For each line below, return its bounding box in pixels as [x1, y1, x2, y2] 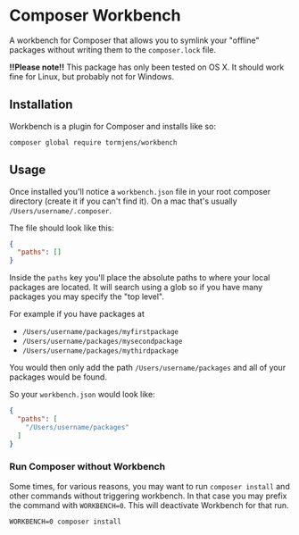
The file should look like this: [9, 222, 114, 233]
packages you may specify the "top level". [9, 291, 165, 302]
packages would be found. [9, 372, 107, 382]
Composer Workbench [9, 5, 181, 26]
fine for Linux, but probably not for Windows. [9, 71, 175, 81]
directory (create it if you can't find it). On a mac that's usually [9, 196, 238, 206]
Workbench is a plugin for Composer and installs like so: [9, 121, 217, 131]
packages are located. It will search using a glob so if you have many [9, 282, 263, 293]
